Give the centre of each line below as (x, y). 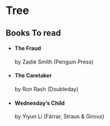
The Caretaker (33, 76)
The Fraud (28, 48)
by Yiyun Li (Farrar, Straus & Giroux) (59, 116)
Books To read (33, 33)
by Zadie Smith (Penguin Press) (54, 62)
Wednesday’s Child (40, 103)
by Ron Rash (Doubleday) (46, 89)
